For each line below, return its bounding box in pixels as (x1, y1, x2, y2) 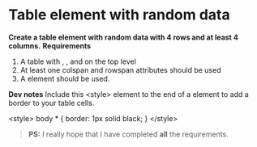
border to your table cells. (8, 98, 95, 107)
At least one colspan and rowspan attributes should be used (19, 65, 221, 74)
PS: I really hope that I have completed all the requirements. (28, 129, 229, 139)
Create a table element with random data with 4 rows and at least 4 (8, 32, 239, 42)
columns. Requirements (8, 40, 92, 50)
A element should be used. (19, 73, 110, 83)
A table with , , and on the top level (19, 57, 136, 66)
